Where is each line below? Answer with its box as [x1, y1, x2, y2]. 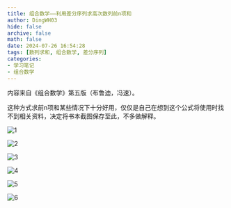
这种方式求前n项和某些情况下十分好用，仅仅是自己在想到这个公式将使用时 [7, 103, 218, 111]
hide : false [7, 23, 42, 30]
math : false [7, 36, 42, 43]
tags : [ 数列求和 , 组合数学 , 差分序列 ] [7, 49, 107, 56]
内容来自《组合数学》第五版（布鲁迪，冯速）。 [7, 88, 138, 97]
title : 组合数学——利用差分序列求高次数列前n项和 [7, 10, 132, 17]
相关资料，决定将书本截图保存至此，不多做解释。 [19, 112, 160, 120]
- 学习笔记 [7, 62, 35, 69]
